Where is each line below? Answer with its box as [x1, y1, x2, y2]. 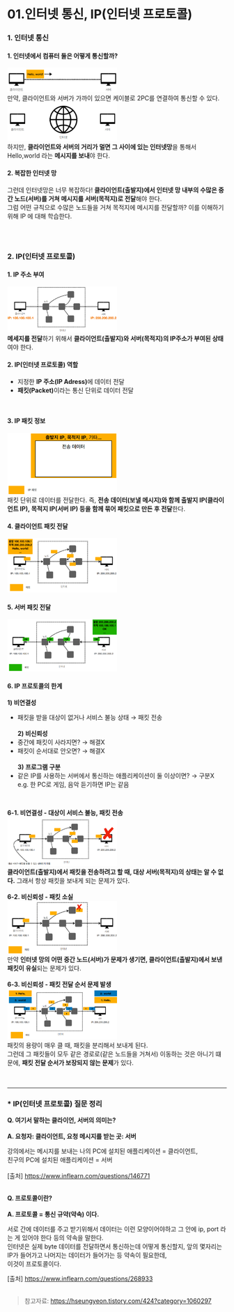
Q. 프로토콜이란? [7, 1194, 52, 1203]
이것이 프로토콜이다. [7, 1260, 61, 1268]
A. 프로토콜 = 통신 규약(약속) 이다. [7, 1210, 100, 1219]
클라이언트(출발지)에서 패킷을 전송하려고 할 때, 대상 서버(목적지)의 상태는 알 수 [7, 868, 217, 877]
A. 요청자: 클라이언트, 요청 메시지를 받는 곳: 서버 [7, 1132, 137, 1141]
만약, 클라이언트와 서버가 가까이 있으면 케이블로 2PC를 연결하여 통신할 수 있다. [7, 93, 220, 102]
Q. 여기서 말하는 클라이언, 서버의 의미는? [7, 1116, 116, 1125]
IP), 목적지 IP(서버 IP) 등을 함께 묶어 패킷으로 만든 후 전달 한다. [19, 504, 186, 513]
